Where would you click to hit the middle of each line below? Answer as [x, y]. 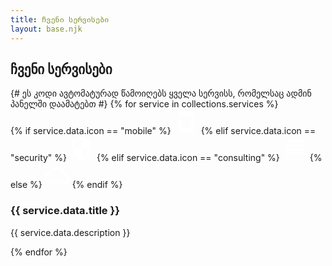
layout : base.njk [46, 29]
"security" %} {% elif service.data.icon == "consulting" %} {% [166, 158]
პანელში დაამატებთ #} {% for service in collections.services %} [144, 104]
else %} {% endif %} [66, 185]
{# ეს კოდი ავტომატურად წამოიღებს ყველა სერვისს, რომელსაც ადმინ [161, 93]
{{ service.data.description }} [70, 232]
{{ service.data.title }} [65, 211]
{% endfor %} [39, 252]
